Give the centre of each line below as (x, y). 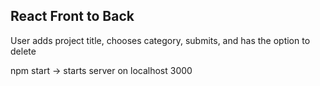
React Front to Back (72, 16)
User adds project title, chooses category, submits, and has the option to (160, 40)
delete (23, 51)
